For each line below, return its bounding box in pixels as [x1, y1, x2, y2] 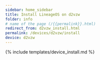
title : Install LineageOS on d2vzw [5, 12, 80, 17]
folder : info [5, 16, 33, 21]
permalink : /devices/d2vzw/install [5, 30, 80, 35]
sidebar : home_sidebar [5, 7, 53, 12]
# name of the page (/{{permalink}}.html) [5, 21, 96, 26]
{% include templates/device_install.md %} [5, 48, 95, 55]
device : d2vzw [5, 35, 35, 40]
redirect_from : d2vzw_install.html [5, 26, 80, 31]
